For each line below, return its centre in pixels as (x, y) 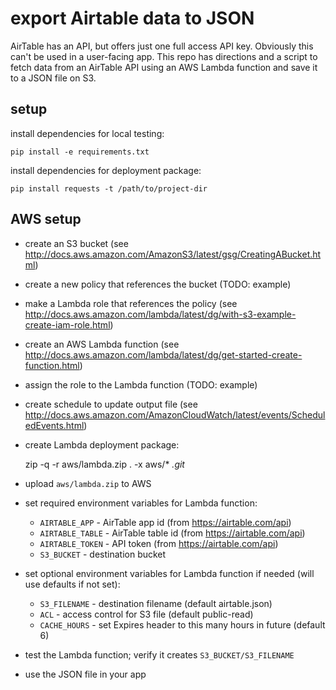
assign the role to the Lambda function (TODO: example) (141, 384)
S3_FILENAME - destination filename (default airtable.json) (156, 603)
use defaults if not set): (72, 584)
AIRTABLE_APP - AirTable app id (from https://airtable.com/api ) (165, 522)
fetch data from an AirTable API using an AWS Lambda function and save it (164, 67)
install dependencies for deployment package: (106, 170)
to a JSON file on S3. (53, 78)
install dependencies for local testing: (87, 133)
